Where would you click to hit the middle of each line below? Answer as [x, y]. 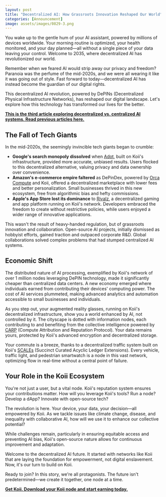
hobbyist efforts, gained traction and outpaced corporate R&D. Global [76, 235]
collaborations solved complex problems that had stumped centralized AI [80, 240]
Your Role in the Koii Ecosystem [55, 376]
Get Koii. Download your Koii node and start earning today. [66, 489]
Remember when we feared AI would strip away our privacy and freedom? [81, 69]
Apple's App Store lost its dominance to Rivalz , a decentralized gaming [85, 199]
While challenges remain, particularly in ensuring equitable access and [77, 434]
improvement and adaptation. [35, 444]
